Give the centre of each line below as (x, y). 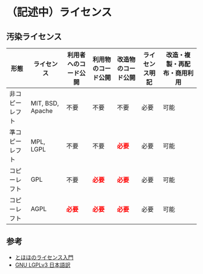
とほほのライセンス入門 (44, 257)
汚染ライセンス (34, 37)
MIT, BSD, (45, 103)
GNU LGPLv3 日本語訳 (43, 265)
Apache (42, 111)
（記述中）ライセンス (59, 12)
